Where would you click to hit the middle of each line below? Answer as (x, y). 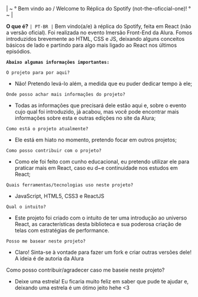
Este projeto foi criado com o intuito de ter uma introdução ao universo (101, 218)
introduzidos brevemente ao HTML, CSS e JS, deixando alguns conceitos (95, 39)
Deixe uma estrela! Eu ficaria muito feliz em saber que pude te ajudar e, (102, 281)
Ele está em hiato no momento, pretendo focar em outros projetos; (96, 140)
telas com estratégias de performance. (62, 230)
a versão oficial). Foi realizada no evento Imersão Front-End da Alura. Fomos (99, 33)
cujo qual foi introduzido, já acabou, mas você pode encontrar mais (97, 112)
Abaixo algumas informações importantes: (58, 62)
